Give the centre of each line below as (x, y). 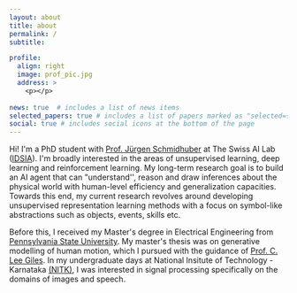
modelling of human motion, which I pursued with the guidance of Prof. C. (144, 251)
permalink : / (33, 34)
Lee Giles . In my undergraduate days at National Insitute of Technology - (141, 260)
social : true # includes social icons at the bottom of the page (132, 124)
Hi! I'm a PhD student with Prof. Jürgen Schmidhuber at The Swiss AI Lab (142, 149)
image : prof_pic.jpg (55, 75)
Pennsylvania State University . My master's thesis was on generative (135, 242)
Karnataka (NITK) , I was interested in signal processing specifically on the (144, 270)
